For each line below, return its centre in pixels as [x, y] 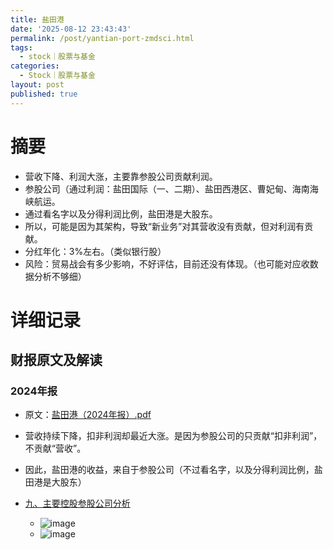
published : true [44, 94]
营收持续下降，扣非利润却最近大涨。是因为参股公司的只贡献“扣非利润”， [173, 436]
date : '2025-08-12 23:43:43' [71, 29]
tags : [21, 47]
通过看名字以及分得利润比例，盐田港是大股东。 [121, 213]
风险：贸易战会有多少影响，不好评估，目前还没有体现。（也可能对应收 [167, 263]
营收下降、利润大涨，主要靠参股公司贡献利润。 [121, 176]
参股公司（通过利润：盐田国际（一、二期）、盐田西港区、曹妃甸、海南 [167, 188]
